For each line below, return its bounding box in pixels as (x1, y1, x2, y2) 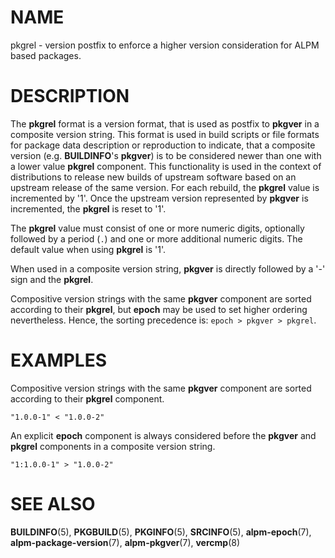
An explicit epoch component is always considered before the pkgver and (10, 429, 317, 441)
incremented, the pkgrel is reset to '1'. (10, 202, 167, 215)
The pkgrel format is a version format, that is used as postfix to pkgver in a (10, 117, 320, 130)
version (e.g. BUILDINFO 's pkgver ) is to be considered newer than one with (10, 149, 322, 161)
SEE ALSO (10, 493, 96, 515)
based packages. (10, 49, 82, 61)
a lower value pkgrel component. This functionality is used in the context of (10, 160, 322, 172)
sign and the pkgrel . (10, 273, 94, 285)
